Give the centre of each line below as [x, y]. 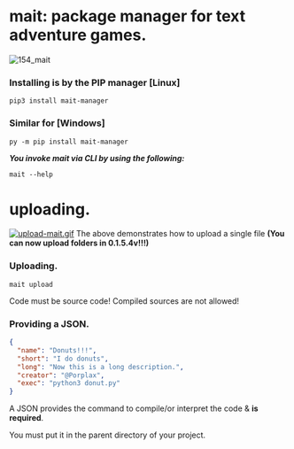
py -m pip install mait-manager [69, 142]
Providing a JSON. [50, 323]
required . [27, 418]
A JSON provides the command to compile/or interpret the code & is [134, 408]
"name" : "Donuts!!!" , [57, 350]
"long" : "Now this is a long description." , [101, 367]
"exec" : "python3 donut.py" [69, 383]
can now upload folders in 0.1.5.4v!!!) [79, 243]
